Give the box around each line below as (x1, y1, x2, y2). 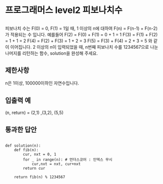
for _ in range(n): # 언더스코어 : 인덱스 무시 (23, 157, 112, 162)
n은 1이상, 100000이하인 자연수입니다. (5, 80, 79, 86)
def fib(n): (14, 148, 39, 153)
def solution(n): (5, 143, 41, 148)
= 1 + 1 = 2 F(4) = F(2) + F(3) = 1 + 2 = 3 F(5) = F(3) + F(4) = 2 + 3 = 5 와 (5, 38, 153, 44)
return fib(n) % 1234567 (14, 175, 65, 180)
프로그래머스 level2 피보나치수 (5, 4, 123, 16)
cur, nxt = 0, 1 (23, 152, 56, 157)
